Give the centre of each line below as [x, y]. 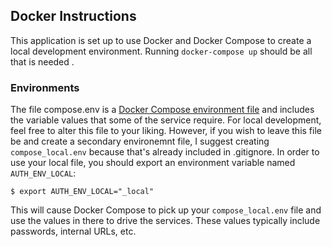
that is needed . [42, 61]
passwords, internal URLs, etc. [73, 231]
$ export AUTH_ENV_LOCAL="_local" [82, 192]
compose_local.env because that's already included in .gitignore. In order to [165, 152]
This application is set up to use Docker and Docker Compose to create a [161, 40]
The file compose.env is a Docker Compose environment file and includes [162, 110]
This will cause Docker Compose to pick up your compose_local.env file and [166, 210]
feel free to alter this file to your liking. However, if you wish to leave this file [166, 131]
